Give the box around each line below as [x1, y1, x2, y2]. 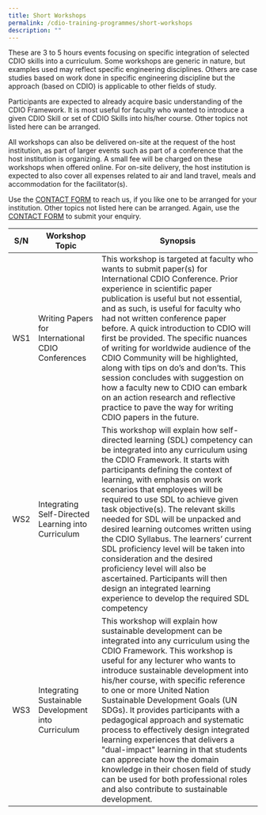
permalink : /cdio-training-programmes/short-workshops [8, 19, 193, 27]
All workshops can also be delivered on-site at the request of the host [8, 138, 236, 147]
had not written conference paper [101, 313, 227, 324]
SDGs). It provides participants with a [101, 705, 240, 716]
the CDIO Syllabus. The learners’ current [101, 533, 252, 544]
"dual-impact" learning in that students [101, 745, 248, 756]
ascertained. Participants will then [101, 573, 228, 584]
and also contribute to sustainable [101, 784, 228, 795]
